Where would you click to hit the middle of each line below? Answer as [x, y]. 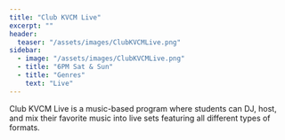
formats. [24, 127]
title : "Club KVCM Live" [55, 17]
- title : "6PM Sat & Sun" [65, 67]
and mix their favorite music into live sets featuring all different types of [140, 118]
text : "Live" [49, 83]
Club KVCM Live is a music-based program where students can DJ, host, [143, 108]
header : [24, 34]
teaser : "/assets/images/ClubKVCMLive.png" [99, 42]
